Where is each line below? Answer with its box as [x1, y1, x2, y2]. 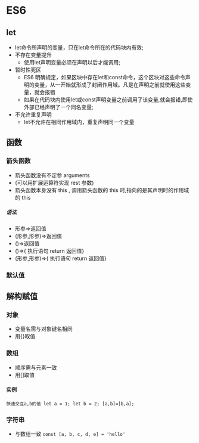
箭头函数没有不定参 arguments [14, 171, 91, 179]
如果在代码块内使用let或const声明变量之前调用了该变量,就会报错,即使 [23, 96, 193, 103]
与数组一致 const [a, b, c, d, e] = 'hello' [14, 430, 126, 438]
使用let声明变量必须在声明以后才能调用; [23, 59, 120, 66]
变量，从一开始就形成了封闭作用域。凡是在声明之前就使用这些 [34, 81, 186, 88]
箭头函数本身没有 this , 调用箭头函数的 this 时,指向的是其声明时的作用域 [14, 186, 189, 194]
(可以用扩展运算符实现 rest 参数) [14, 179, 94, 186]
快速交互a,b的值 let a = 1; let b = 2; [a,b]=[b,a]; [6, 401, 135, 407]
